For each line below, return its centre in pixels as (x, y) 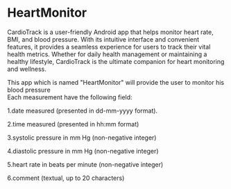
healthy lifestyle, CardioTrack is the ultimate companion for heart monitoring (116, 61)
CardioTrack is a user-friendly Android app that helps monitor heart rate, (110, 32)
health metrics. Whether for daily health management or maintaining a (107, 54)
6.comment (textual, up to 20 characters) (66, 178)
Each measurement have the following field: (70, 97)
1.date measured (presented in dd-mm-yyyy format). (83, 110)
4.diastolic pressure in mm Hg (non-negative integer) (83, 151)
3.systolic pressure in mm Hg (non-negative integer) (82, 138)
